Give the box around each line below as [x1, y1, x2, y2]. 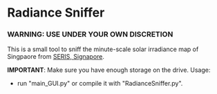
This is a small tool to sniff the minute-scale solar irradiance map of [7, 45, 199, 53]
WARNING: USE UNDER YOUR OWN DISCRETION [7, 30, 173, 39]
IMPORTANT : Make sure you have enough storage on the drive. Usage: [7, 66, 211, 74]
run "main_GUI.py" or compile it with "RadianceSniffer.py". [17, 79, 183, 88]
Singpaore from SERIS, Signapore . [7, 53, 105, 61]
